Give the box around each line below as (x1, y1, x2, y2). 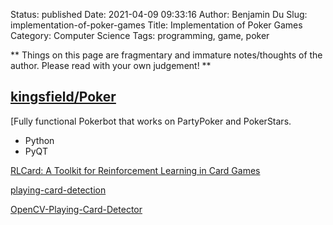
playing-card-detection (10, 184, 107, 196)
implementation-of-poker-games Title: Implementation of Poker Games (10, 19, 303, 31)
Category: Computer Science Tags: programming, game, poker (10, 30, 270, 41)
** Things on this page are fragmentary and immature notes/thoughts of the (10, 49, 323, 61)
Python (24, 134, 55, 146)
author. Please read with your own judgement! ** (10, 60, 212, 71)
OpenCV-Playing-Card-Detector (10, 203, 143, 215)
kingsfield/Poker (10, 89, 117, 106)
